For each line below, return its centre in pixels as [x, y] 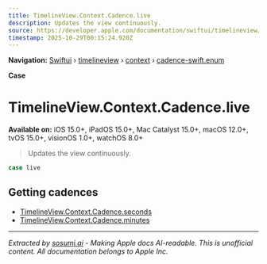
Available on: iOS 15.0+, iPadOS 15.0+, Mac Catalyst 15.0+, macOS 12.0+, [128, 130]
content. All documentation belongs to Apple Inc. [88, 251]
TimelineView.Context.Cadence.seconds [86, 212]
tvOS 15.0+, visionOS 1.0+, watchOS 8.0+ [76, 138]
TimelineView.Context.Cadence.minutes [85, 220]
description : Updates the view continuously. [85, 23]
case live [25, 168]
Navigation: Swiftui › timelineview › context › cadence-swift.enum [116, 60]
